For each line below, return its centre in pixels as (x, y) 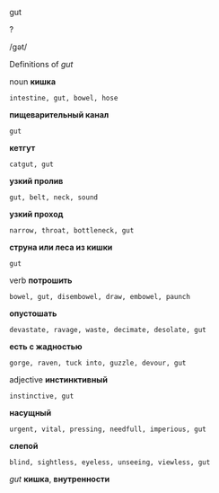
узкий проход (36, 214)
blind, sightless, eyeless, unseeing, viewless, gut (110, 462)
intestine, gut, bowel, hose (64, 98)
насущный (31, 413)
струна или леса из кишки (61, 247)
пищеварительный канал (59, 114)
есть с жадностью (46, 347)
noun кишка (33, 82)
